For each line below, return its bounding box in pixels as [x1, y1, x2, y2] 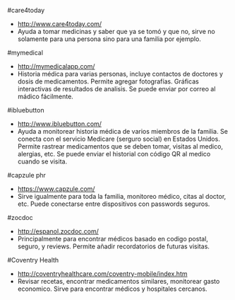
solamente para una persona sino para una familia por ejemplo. [17, 35, 201, 43]
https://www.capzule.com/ [17, 185, 95, 193]
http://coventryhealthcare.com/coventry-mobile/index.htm [17, 270, 188, 278]
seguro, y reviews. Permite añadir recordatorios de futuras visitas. [17, 242, 210, 250]
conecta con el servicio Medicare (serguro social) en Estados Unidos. [17, 134, 220, 143]
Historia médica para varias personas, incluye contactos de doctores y [17, 70, 224, 78]
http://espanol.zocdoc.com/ [17, 227, 99, 236]
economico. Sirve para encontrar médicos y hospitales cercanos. [17, 284, 207, 293]
